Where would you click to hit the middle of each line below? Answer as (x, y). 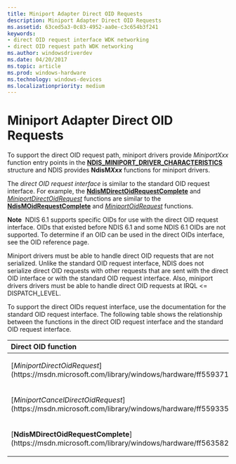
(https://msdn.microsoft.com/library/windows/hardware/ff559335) (121, 409)
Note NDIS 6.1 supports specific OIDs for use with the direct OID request (113, 220)
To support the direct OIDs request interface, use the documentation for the (117, 307)
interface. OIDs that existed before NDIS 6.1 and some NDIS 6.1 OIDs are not (117, 227)
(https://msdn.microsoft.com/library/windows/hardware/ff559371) (121, 375)
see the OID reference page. (48, 242)
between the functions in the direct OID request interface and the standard (115, 322)
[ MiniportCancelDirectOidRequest (67, 400)
